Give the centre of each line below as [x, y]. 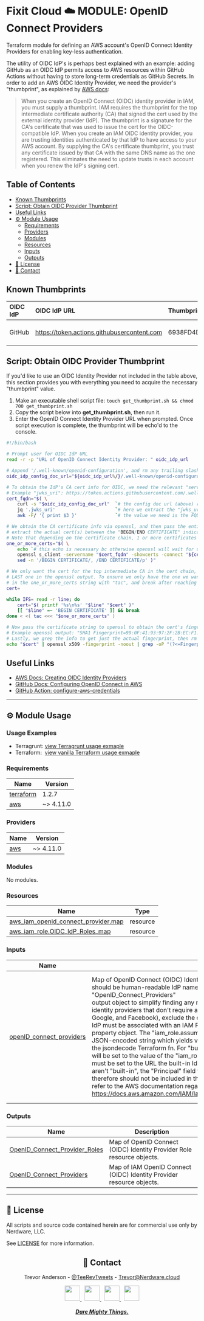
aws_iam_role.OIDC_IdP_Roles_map [60, 932]
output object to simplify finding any [143, 1002]
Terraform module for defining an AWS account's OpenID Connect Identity [100, 45]
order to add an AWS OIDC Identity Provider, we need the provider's [91, 83]
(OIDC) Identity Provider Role [151, 1149]
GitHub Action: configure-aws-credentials [67, 691]
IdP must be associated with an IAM [143, 1025]
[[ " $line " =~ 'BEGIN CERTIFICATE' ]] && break [78, 611]
